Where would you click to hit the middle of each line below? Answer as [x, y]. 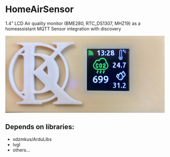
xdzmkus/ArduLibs [32, 139]
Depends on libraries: [40, 127]
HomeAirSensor [40, 9]
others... [21, 150]
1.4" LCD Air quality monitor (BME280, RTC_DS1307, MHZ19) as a [73, 23]
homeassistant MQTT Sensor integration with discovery [63, 28]
